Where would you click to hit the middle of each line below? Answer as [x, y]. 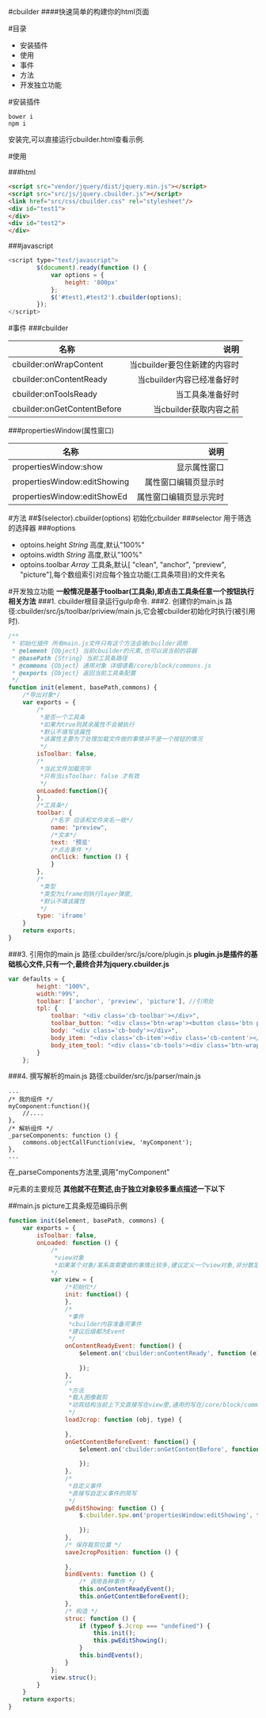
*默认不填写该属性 [65, 732]
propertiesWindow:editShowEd [70, 497]
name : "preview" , [79, 827]
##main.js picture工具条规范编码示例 [68, 1206]
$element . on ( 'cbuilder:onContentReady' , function [162, 1354]
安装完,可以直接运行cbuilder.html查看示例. [76, 139]
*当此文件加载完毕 [65, 768]
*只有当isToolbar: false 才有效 [90, 776]
